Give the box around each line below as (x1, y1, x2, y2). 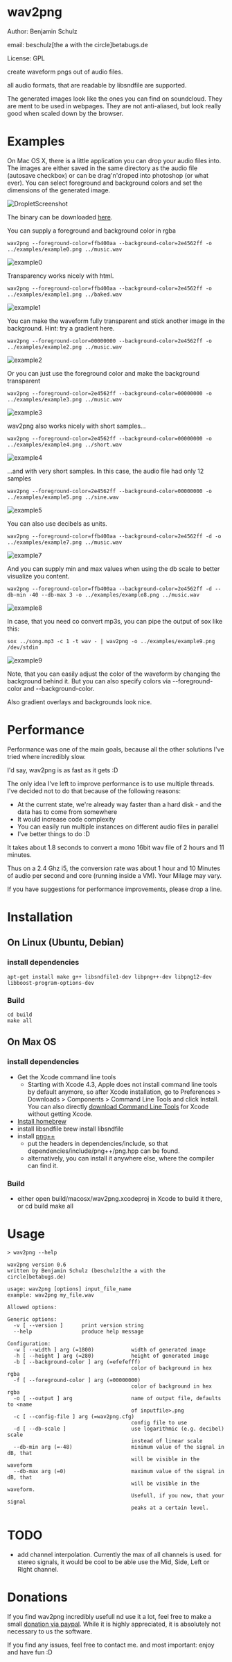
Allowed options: (7, 1304, 57, 1311)
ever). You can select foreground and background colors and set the (7, 178, 203, 187)
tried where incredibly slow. (7, 752, 87, 761)
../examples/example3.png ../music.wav (7, 396, 123, 403)
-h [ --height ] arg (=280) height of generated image (13, 1352, 209, 1359)
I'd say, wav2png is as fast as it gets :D (7, 765, 118, 774)
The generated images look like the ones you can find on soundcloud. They (7, 94, 223, 103)
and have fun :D (7, 1647, 53, 1656)
